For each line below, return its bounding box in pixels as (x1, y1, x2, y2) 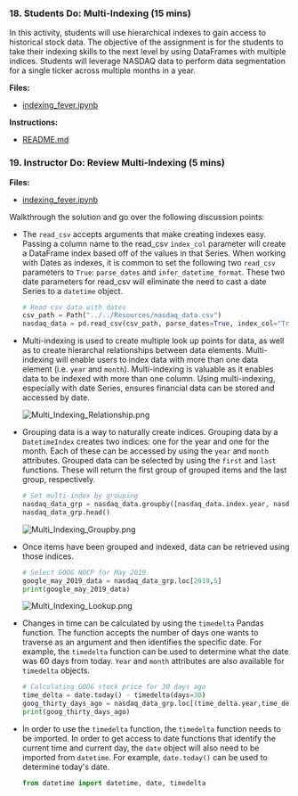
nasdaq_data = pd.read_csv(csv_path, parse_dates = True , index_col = (21, 319, 278, 328)
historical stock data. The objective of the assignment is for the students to (9, 37, 284, 47)
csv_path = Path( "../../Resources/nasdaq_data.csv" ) (21, 311, 222, 320)
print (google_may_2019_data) (21, 585, 131, 594)
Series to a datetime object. (21, 285, 124, 296)
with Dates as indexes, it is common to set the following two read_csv (21, 257, 276, 267)
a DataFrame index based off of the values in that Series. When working (21, 248, 286, 258)
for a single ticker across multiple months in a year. (9, 65, 196, 76)
